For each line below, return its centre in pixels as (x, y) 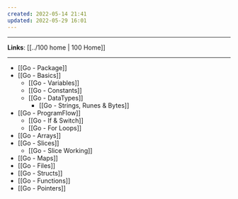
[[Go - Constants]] (55, 90)
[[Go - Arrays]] (39, 135)
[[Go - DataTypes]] (56, 98)
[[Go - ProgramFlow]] (49, 113)
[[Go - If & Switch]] (56, 120)
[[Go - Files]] (36, 165)
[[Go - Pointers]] (41, 188)
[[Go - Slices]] (38, 143)
